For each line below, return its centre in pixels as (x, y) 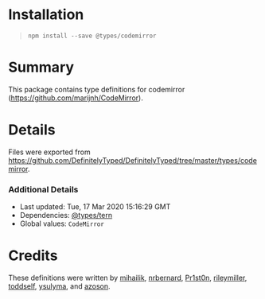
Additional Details (43, 189)
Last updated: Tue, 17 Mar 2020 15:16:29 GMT (95, 207)
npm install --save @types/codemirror (92, 36)
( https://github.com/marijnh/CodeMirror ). (76, 98)
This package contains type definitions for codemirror (97, 89)
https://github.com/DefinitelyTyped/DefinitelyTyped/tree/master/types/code (132, 160)
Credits (33, 256)
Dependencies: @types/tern (66, 216)
